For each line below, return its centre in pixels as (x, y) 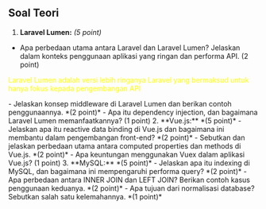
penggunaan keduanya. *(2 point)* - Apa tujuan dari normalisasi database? (132, 188)
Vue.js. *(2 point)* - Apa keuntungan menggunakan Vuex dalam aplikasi (126, 154)
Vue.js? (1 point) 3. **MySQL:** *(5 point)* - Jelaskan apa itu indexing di (129, 163)
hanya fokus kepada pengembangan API (75, 88)
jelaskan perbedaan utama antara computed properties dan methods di (125, 145)
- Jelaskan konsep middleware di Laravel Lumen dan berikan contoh (120, 103)
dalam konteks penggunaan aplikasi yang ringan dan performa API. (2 (134, 56)
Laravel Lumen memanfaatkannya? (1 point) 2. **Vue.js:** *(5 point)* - (125, 120)
